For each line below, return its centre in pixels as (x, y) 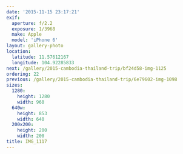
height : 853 (32, 113)
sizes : (15, 85)
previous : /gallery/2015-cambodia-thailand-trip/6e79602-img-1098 (92, 79)
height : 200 (32, 130)
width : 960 (31, 102)
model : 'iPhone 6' (35, 40)
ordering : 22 (23, 74)
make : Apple (27, 35)
